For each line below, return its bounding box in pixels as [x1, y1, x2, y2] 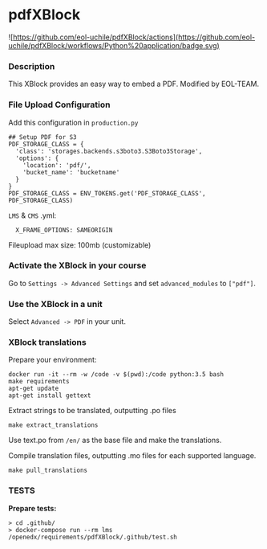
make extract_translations [8, 421, 99, 429]
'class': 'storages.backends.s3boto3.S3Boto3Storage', [15, 147, 203, 155]
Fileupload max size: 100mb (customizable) [8, 240, 152, 250]
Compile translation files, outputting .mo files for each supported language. [8, 451, 257, 461]
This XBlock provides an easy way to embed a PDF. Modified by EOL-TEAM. [8, 79, 259, 89]
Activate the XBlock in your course [8, 260, 147, 271]
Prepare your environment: [8, 355, 97, 365]
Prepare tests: [8, 503, 57, 513]
